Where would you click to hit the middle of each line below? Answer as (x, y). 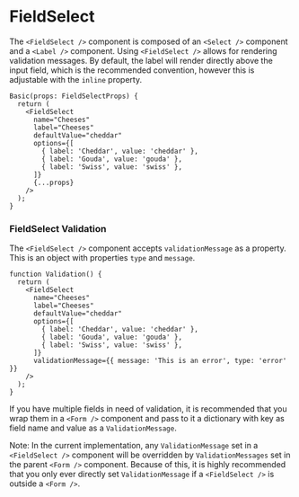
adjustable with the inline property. (75, 79)
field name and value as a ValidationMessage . (93, 428)
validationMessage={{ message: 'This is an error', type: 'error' (160, 361)
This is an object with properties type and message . (102, 258)
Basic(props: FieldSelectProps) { (74, 96)
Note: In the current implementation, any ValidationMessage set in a (134, 446)
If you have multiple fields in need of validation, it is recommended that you (148, 409)
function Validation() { (56, 275)
